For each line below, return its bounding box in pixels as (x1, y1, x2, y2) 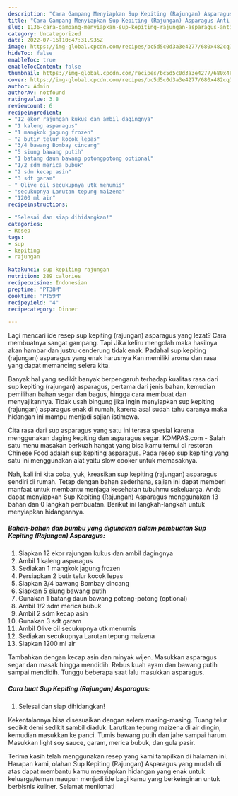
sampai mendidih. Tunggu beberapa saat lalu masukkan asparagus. (8, 668, 205, 676)
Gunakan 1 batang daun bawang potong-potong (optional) (18, 594, 188, 603)
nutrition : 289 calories (8, 273, 81, 280)
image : (8, 43, 28, 50)
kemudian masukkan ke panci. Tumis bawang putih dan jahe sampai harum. (8, 731, 228, 739)
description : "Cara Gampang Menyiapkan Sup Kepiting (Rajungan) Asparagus (8, 10, 233, 18)
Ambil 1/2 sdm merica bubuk (18, 602, 102, 611)
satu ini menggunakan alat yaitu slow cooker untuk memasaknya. (8, 456, 198, 465)
